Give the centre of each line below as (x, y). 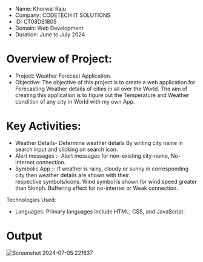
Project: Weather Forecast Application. (63, 76)
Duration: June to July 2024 (50, 35)
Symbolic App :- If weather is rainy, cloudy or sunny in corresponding (102, 169)
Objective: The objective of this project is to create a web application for (105, 82)
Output (24, 236)
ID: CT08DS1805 (36, 22)
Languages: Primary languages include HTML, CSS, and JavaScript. (100, 211)
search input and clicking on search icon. (66, 149)
